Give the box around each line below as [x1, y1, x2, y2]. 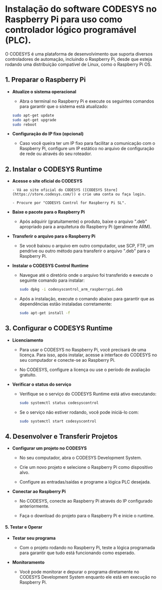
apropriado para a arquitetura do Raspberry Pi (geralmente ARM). [19, 224, 152, 230]
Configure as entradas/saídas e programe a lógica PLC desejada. [19, 479, 151, 485]
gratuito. [19, 372, 37, 377]
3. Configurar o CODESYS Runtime [5, 324, 113, 332]
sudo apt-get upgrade [12, 117, 56, 122]
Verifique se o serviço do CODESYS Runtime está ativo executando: [19, 391, 157, 397]
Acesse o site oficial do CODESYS [12, 178, 83, 184]
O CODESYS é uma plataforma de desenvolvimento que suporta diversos [5, 51, 153, 57]
